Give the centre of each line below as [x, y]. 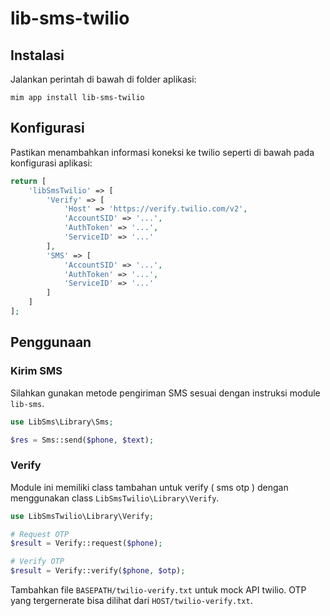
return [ [28, 181]
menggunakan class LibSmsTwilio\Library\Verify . [115, 498]
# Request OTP [40, 534]
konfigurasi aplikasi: [51, 163]
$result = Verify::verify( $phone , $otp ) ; [98, 571]
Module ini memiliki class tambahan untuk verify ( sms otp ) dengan [149, 487]
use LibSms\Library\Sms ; [62, 422]
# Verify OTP [37, 562]
